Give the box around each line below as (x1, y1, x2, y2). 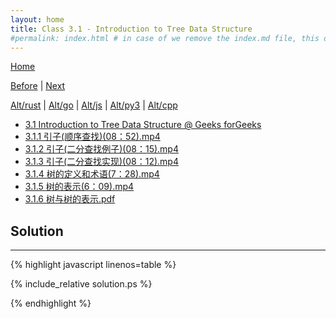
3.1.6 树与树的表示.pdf (24, 193, 116, 205)
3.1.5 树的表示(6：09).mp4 (24, 181, 135, 193)
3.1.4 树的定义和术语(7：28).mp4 (24, 168, 160, 180)
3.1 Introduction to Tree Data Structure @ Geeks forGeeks (24, 119, 262, 131)
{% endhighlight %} (10, 297, 92, 310)
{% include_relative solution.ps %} (10, 278, 153, 290)
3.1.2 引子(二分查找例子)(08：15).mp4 (24, 143, 179, 155)
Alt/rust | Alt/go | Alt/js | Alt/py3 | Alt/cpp (10, 99, 178, 111)
